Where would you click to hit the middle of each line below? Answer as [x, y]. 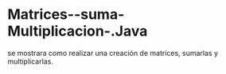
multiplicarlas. [30, 61]
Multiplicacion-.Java [78, 31]
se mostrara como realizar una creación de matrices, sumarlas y [113, 53]
